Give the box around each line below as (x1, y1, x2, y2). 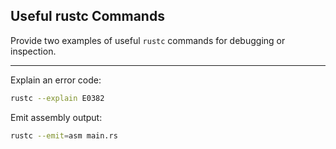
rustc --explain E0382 (10, 93, 105, 103)
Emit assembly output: (10, 111, 103, 123)
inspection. (10, 45, 57, 57)
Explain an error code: (10, 74, 102, 86)
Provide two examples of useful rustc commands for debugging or (10, 34, 286, 46)
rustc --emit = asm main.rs (10, 130, 118, 141)
